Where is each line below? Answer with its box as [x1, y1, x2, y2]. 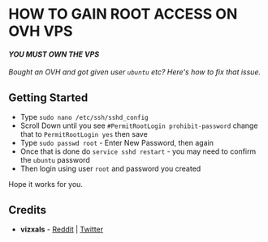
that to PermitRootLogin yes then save [19, 129, 148, 139]
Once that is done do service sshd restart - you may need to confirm [19, 146, 257, 156]
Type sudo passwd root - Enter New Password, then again [19, 138, 214, 148]
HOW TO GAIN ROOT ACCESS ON [8, 5, 238, 23]
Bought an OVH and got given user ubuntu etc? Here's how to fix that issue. [8, 67, 262, 77]
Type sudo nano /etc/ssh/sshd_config [19, 113, 149, 122]
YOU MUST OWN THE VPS [8, 49, 100, 59]
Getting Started [8, 91, 89, 104]
